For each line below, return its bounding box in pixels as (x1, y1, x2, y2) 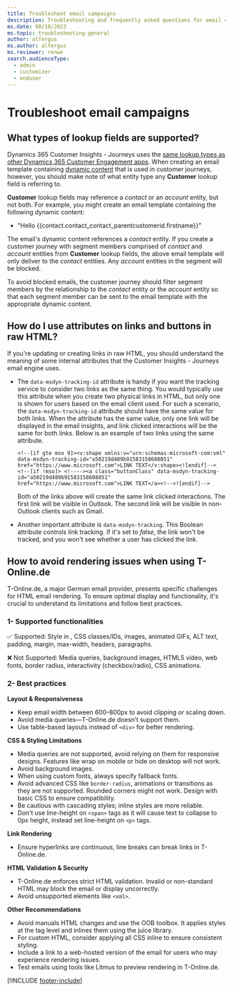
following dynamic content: (7, 208, 85, 216)
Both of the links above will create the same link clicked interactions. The (17, 492, 226, 501)
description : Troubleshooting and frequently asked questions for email (7, 17, 222, 24)
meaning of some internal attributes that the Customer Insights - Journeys (7, 356, 220, 365)
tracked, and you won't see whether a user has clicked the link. (17, 535, 198, 544)
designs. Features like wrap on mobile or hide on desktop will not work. (17, 757, 221, 765)
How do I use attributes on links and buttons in (7, 320, 212, 331)
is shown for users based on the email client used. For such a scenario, (17, 399, 221, 408)
